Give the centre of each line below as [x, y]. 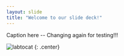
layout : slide [24, 12]
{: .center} [47, 47]
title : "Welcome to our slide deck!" [54, 18]
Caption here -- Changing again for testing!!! [62, 35]
